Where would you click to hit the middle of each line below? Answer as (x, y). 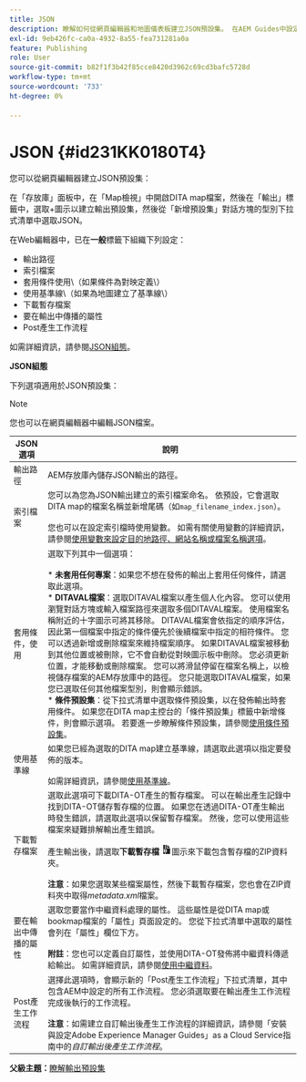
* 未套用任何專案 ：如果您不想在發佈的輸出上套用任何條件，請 (163, 574)
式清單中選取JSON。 (49, 221)
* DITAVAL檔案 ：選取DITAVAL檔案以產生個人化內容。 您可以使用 (169, 597)
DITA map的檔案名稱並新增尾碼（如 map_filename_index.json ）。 (166, 507)
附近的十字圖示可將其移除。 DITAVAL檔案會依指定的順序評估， (172, 620)
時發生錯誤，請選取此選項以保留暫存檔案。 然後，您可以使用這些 (168, 818)
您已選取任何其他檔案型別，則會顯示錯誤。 (127, 688)
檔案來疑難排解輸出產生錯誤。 (103, 830)
